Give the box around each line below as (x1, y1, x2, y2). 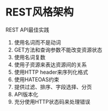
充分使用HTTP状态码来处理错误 (14, 98, 91, 105)
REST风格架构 (5, 5, 74, 19)
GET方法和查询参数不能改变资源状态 (14, 46, 103, 53)
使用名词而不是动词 (14, 39, 61, 46)
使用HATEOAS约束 (14, 75, 60, 83)
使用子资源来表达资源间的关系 (14, 61, 87, 68)
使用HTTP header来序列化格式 (14, 68, 89, 75)
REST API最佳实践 (5, 26, 50, 33)
